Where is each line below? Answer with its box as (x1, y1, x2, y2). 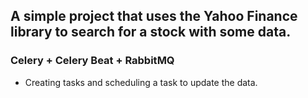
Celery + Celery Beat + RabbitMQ (10, 54, 175, 68)
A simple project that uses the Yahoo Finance (10, 8, 298, 25)
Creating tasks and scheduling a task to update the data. (24, 76, 258, 88)
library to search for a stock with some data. (10, 24, 292, 41)
